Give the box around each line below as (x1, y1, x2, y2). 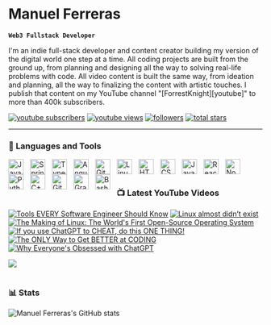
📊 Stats (8, 287, 40, 298)
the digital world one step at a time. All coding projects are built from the (8, 54, 248, 64)
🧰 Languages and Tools (8, 140, 102, 152)
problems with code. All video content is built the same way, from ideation (8, 71, 254, 81)
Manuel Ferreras (8, 5, 121, 23)
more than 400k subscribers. (8, 97, 105, 106)
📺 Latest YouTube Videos (116, 187, 219, 198)
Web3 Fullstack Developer (8, 31, 95, 40)
